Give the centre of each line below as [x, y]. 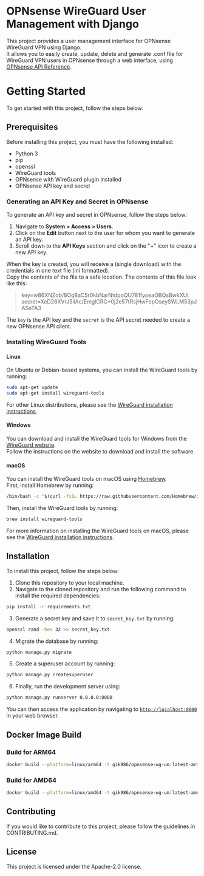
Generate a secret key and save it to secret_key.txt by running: [95, 618]
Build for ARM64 [31, 752]
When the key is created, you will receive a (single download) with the [94, 264]
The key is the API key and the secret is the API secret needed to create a [98, 319]
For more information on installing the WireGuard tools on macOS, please [98, 531]
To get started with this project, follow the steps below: [75, 108]
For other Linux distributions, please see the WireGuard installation [90, 404]
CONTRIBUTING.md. [32, 832]
